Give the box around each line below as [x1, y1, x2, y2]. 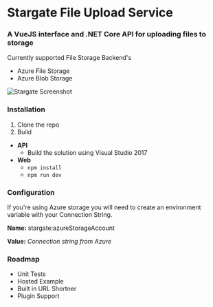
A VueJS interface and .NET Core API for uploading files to [7, 30, 206, 39]
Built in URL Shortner [16, 284, 77, 293]
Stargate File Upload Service [7, 5, 173, 21]
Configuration [7, 187, 55, 197]
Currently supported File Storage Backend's [7, 54, 132, 62]
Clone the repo [16, 120, 60, 129]
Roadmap [7, 255, 40, 264]
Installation [7, 105, 46, 114]
